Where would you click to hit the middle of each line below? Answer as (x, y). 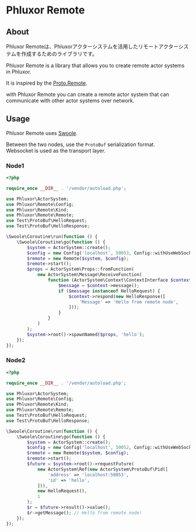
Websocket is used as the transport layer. (56, 150)
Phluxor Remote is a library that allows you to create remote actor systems (95, 65)
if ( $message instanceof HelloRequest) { (109, 291)
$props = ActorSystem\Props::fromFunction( (80, 270)
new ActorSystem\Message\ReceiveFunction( (90, 275)
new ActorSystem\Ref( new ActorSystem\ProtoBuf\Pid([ (102, 469)
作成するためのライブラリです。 (60, 54)
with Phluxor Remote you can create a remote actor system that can (87, 94)
